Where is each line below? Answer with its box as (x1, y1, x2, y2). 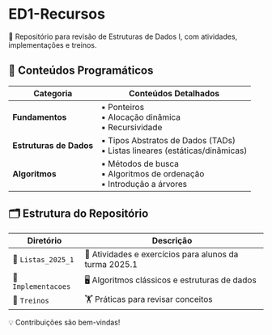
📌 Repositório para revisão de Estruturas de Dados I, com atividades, (8, 32, 238, 41)
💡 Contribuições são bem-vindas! (8, 317, 121, 327)
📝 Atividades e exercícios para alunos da (84, 248, 239, 260)
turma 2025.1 (84, 258, 138, 269)
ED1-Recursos (8, 5, 105, 23)
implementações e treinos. (8, 40, 97, 49)
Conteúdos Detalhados (128, 87, 220, 99)
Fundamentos (12, 111, 67, 122)
